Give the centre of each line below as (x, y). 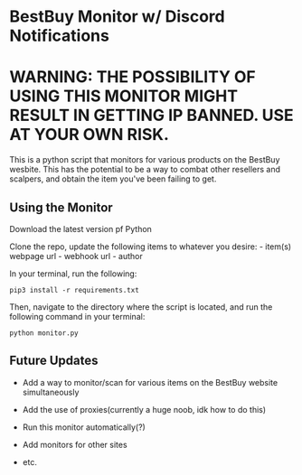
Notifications (60, 36)
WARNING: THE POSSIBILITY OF (132, 77)
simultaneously (51, 392)
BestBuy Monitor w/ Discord (117, 17)
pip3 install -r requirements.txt (75, 290)
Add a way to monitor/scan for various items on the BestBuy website (150, 382)
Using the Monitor (61, 207)
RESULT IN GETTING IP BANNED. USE (151, 116)
